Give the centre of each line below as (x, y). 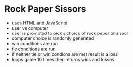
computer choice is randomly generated (53, 38)
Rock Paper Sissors (45, 9)
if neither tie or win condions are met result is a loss (65, 54)
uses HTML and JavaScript (39, 23)
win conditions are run (35, 43)
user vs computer (30, 28)
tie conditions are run (33, 49)
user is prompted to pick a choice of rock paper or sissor (70, 33)
